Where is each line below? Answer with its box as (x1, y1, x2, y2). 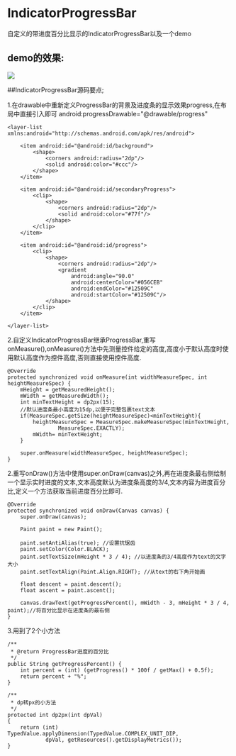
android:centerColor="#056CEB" (70, 279, 163, 286)
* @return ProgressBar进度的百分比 (10, 647, 109, 655)
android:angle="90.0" (70, 272, 135, 279)
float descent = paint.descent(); (20, 580, 122, 588)
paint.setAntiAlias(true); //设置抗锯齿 (20, 539, 136, 547)
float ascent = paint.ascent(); (20, 587, 116, 594)
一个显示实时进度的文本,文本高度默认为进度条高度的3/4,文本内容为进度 (7, 477, 214, 487)
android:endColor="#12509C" (70, 285, 154, 292)
